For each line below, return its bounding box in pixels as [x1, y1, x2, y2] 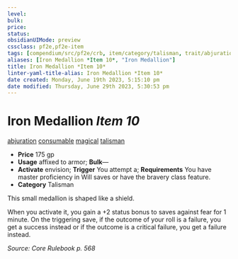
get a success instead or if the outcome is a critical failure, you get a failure [7, 223, 227, 231]
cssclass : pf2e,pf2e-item [7, 43, 84, 50]
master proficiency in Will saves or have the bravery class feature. [17, 173, 211, 181]
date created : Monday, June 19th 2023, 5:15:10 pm [7, 76, 160, 84]
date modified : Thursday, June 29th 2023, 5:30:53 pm [7, 83, 170, 90]
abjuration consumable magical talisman [7, 137, 125, 145]
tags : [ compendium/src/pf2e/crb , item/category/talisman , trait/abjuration [7, 50, 236, 57]
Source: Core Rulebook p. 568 [7, 244, 96, 253]
